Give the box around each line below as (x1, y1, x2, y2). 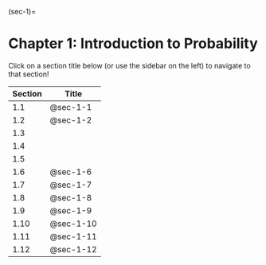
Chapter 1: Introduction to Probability (8, 35, 259, 53)
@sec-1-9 (49, 205, 92, 216)
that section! (8, 69, 49, 79)
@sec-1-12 (49, 244, 97, 255)
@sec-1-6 (49, 166, 92, 177)
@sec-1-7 (49, 179, 92, 190)
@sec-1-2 (49, 115, 92, 126)
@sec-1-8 (49, 192, 92, 203)
